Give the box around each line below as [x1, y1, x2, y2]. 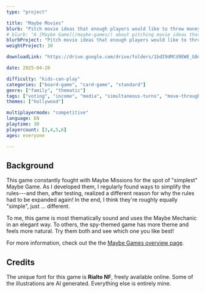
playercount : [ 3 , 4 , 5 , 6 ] [6, 127, 67, 133]
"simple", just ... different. [6, 202, 70, 210]
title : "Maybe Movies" [6, 20, 64, 26]
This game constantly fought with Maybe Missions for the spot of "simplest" [6, 177, 198, 184]
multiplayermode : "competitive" [6, 109, 88, 116]
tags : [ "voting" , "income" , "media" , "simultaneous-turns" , [6, 93, 163, 99]
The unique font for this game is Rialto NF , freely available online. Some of [6, 273, 193, 281]
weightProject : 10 [6, 43, 53, 49]
